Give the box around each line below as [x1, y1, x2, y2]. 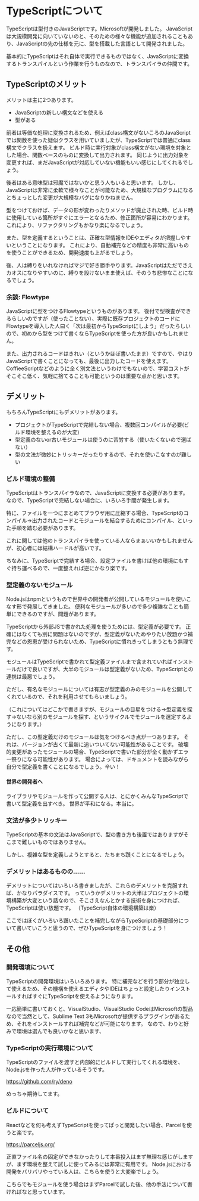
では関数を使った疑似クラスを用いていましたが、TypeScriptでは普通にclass [6, 136, 191, 144]
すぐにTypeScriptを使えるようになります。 [31, 992, 137, 1000]
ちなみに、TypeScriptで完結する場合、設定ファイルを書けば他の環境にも [6, 557, 184, 564]
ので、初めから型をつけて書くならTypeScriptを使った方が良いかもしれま [6, 330, 184, 337]
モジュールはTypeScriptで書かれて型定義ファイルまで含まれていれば [6, 658, 173, 665]
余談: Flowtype [6, 293, 50, 301]
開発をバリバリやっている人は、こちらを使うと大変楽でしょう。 [6, 1168, 162, 1175]
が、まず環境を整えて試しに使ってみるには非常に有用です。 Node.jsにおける [6, 1160, 192, 1168]
